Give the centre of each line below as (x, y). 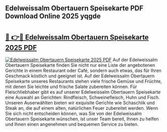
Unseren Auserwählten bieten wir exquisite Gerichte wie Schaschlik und (80, 103)
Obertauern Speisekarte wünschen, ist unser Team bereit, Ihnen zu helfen (82, 119)
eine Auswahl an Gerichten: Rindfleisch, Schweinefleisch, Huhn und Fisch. (82, 97)
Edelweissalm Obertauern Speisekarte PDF (74, 8)
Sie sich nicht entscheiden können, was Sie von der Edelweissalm (74, 114)
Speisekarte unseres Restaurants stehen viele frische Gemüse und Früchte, (84, 81)
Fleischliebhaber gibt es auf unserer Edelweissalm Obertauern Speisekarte (83, 92)
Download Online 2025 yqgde (53, 16)
